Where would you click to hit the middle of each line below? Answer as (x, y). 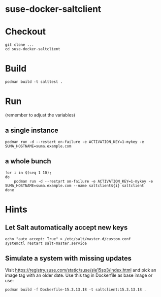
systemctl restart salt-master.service (46, 243)
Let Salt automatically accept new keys (66, 228)
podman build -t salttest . (34, 82)
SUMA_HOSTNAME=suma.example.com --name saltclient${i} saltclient (75, 186)
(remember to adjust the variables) (40, 115)
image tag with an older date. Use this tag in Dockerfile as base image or (79, 275)
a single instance (32, 130)
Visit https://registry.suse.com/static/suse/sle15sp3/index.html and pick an (81, 270)
